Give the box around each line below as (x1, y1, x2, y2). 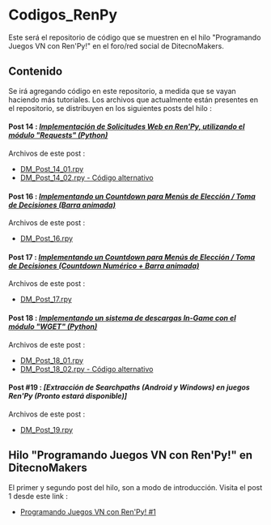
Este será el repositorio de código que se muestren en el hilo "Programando (8, 32, 261, 42)
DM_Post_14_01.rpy (19, 164, 84, 173)
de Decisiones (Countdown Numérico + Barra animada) (8, 261, 200, 271)
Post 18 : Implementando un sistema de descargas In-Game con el (8, 313, 236, 322)
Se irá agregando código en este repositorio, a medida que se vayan (8, 86, 236, 96)
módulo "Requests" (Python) (8, 130, 108, 140)
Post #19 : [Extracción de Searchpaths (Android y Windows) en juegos (8, 382, 251, 392)
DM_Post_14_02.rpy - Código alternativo (19, 173, 154, 182)
